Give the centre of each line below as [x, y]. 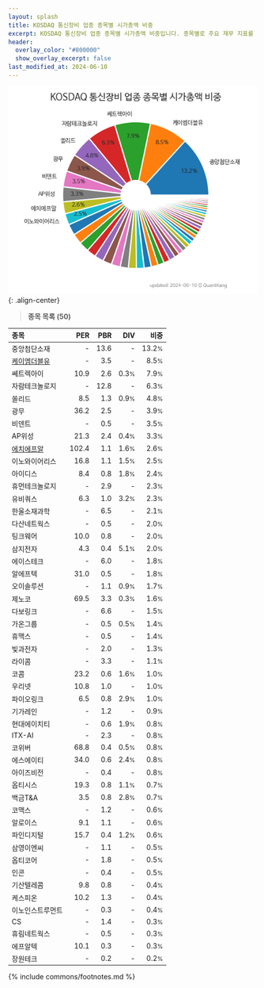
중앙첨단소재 [31, 348]
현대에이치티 [31, 724]
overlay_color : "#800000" [58, 50]
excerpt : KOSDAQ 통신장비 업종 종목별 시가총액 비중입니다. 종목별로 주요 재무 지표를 [131, 33]
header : [21, 42]
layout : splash [33, 17]
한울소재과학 [31, 511]
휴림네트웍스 [31, 934]
